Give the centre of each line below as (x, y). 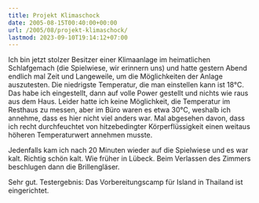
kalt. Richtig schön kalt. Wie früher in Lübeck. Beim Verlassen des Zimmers (129, 159)
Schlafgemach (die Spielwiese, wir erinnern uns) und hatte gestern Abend (128, 68)
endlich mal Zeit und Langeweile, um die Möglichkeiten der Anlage (116, 76)
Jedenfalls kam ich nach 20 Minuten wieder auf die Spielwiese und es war (128, 150)
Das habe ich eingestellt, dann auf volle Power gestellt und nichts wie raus (128, 93)
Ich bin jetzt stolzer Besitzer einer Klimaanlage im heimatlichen (109, 60)
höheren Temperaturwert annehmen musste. (80, 135)
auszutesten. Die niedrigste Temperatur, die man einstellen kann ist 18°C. (126, 85)
